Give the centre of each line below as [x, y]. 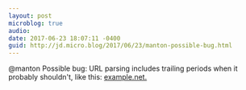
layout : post [30, 16]
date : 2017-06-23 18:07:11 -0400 [65, 38]
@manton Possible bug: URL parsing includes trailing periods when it [123, 68]
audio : [19, 31]
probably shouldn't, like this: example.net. [78, 77]
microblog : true [35, 23]
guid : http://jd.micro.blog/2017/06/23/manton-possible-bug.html [120, 46]
